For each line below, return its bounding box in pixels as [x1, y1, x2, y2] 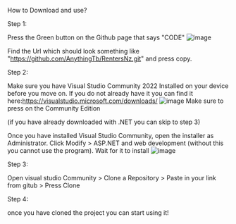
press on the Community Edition [7, 104, 101, 112]
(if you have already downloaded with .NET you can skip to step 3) [7, 118, 201, 126]
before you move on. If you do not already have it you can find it [7, 89, 194, 97]
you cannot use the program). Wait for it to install [7, 147, 149, 154]
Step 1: [7, 20, 27, 27]
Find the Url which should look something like [7, 47, 139, 55]
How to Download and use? [7, 6, 87, 14]
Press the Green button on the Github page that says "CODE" [7, 33, 185, 42]
